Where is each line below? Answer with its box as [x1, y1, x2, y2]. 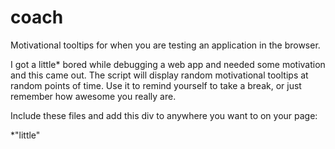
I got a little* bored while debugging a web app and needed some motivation [10, 58, 326, 70]
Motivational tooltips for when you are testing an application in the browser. [10, 39, 321, 51]
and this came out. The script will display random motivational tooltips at [10, 69, 309, 81]
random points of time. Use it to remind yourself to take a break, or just [10, 79, 302, 91]
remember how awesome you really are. [10, 90, 177, 102]
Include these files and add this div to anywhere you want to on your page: [10, 109, 318, 121]
